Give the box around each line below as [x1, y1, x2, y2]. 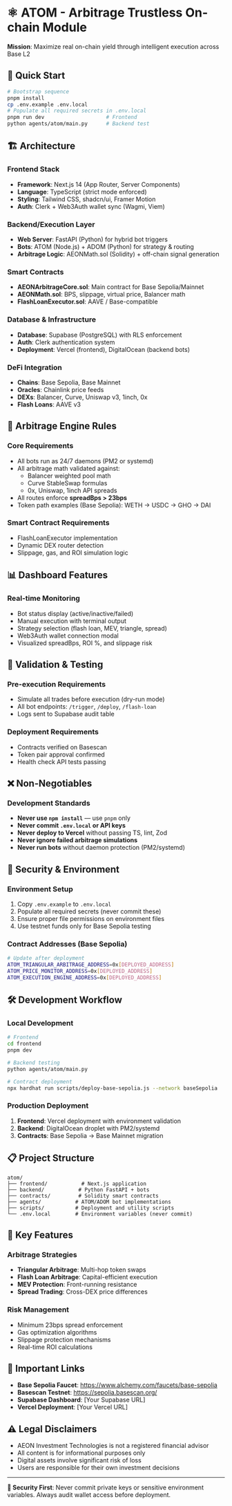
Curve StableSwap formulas [27, 478, 108, 487]
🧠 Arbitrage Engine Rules [7, 420, 117, 432]
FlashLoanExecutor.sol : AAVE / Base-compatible [17, 297, 158, 306]
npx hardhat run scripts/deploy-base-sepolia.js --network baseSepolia [7, 1084, 217, 1092]
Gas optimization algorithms [17, 1328, 97, 1336]
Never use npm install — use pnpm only [17, 814, 131, 822]
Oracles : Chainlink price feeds [17, 385, 104, 393]
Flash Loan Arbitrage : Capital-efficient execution [17, 1273, 157, 1281]
